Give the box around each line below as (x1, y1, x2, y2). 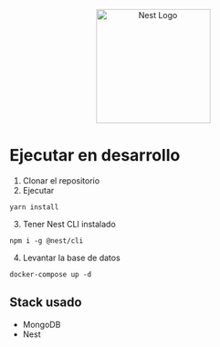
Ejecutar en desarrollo (9, 145, 181, 166)
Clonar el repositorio (22, 174, 100, 186)
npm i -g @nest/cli (9, 236, 84, 246)
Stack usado (9, 295, 82, 310)
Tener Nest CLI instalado (22, 218, 116, 229)
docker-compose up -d (9, 269, 92, 279)
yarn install (9, 202, 59, 212)
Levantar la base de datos (22, 252, 120, 263)
